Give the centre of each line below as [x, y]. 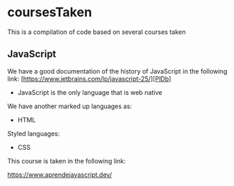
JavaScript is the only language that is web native [90, 92]
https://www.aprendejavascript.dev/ [60, 175]
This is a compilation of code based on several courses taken [96, 32]
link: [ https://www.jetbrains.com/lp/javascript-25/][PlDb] [89, 79]
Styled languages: [34, 133]
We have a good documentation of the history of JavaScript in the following [117, 71]
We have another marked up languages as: [70, 106]
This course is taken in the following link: [66, 161]
